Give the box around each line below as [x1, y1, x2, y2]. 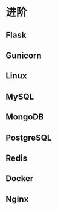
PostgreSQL [5, 132, 52, 142]
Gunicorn [5, 50, 42, 60]
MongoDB [5, 112, 44, 122]
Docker [5, 173, 34, 184]
